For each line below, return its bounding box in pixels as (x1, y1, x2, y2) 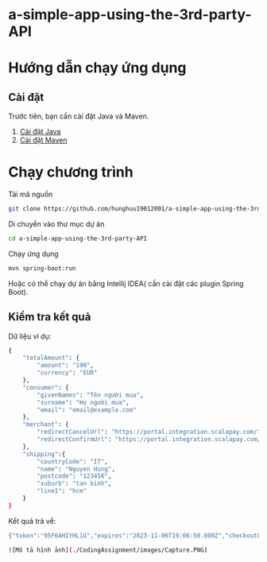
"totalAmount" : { (22, 354, 80, 362)
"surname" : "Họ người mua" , (37, 398, 130, 406)
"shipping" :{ (22, 450, 66, 458)
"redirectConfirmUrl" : (37, 436, 112, 444)
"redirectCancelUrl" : (37, 428, 109, 436)
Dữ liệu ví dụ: (8, 331, 52, 341)
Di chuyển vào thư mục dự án (8, 219, 105, 228)
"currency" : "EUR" (37, 369, 98, 377)
